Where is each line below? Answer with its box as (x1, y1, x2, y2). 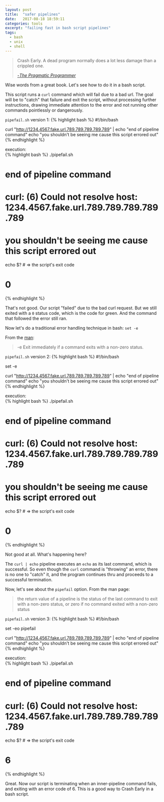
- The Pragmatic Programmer (17, 72, 76, 78)
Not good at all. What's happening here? (5, 551, 87, 558)
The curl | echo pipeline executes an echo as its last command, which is (5, 561, 152, 567)
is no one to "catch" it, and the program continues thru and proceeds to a (5, 572, 154, 577)
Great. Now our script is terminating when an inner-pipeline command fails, (5, 781, 157, 787)
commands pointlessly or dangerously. (5, 107, 83, 113)
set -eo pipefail (5, 625, 36, 632)
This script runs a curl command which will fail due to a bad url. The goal (5, 91, 154, 97)
